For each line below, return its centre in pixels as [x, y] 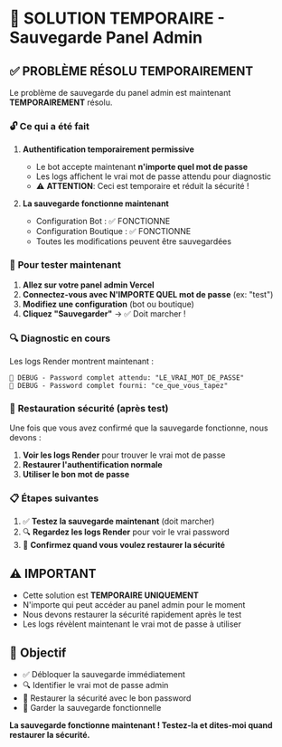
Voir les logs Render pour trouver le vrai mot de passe [124, 455]
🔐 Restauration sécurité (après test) [89, 408]
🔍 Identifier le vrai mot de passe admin [95, 686]
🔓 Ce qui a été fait [50, 126]
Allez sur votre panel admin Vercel [89, 285]
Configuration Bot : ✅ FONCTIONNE [103, 222]
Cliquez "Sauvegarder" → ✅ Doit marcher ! [104, 313]
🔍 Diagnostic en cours [60, 338]
